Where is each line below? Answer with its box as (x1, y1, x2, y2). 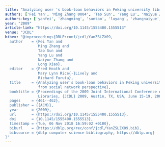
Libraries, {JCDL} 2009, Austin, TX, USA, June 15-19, (38, 94, 153, 98)
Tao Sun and (38, 48, 63, 53)
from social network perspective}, (38, 84, 111, 90)
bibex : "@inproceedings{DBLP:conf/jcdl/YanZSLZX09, (5, 35, 113, 40)
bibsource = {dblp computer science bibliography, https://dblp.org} (9, 130, 155, 135)
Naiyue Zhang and (38, 57, 74, 62)
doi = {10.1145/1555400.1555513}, (9, 116, 93, 122)
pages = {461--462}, (9, 98, 60, 103)
